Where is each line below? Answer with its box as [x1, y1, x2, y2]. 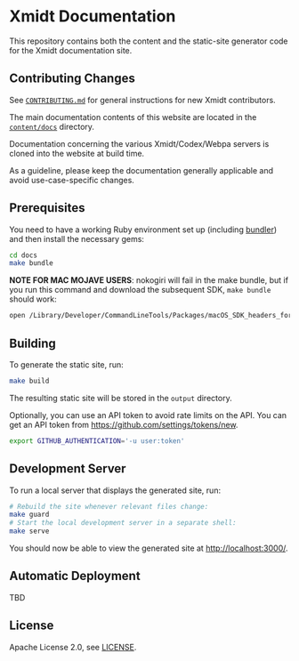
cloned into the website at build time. [9, 148, 145, 158]
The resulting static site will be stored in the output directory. [9, 392, 233, 403]
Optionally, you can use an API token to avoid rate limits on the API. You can [9, 409, 287, 420]
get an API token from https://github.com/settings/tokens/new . [9, 419, 238, 430]
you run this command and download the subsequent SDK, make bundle [9, 285, 271, 295]
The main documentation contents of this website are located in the [9, 111, 257, 122]
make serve [9, 527, 50, 536]
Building [9, 335, 56, 351]
